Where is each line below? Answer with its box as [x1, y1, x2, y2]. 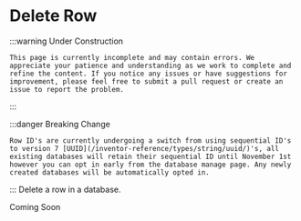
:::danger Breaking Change [9, 118, 111, 129]
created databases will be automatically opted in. [9, 167, 210, 177]
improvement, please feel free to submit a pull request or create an [9, 76, 284, 86]
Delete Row [9, 5, 98, 26]
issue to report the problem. [9, 85, 125, 94]
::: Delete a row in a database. [9, 184, 121, 195]
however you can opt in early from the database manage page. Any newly [9, 160, 292, 169]
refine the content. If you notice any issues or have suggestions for [9, 69, 287, 78]
